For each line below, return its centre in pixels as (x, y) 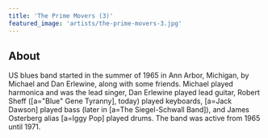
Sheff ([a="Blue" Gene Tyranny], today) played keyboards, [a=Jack (120, 101)
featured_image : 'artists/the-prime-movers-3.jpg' (95, 23)
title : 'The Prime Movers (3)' (61, 16)
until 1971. (25, 127)
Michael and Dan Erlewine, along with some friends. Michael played (121, 84)
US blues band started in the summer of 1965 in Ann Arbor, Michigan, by (129, 75)
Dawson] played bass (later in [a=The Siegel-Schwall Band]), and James (129, 110)
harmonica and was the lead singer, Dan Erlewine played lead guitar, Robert (134, 93)
